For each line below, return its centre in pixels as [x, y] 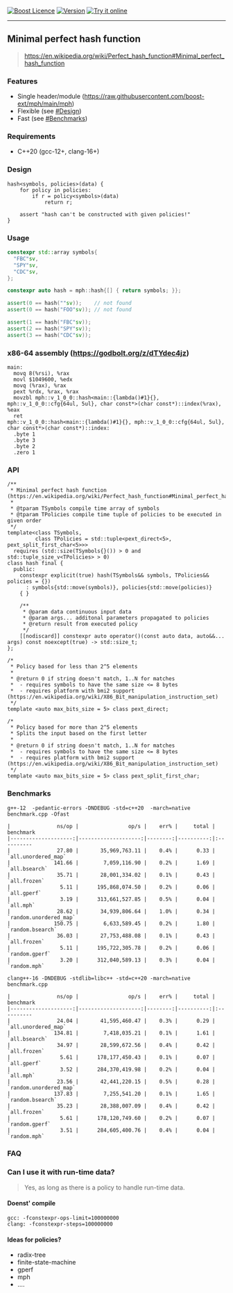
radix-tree [32, 1255]
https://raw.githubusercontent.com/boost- [144, 97]
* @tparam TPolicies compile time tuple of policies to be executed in [116, 515]
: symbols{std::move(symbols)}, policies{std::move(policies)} [119, 588]
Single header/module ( [51, 97]
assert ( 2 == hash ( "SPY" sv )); [49, 329]
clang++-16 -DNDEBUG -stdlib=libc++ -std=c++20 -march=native [99, 978]
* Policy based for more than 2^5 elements [74, 727]
